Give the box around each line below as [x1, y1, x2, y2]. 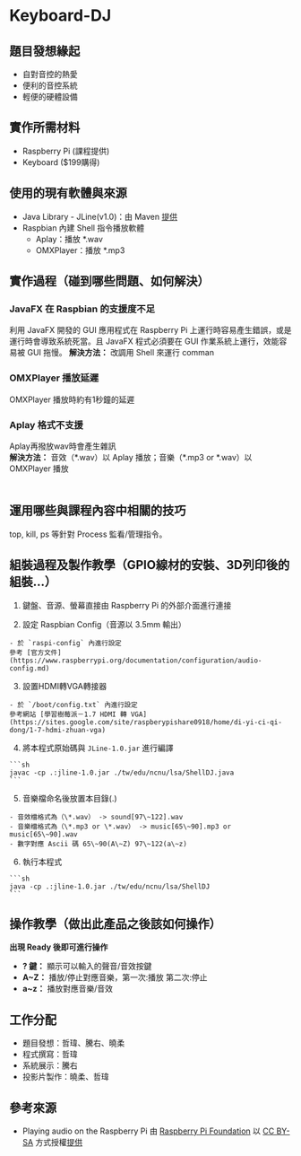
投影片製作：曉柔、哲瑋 [21, 1072, 109, 1082]
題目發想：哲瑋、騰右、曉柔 [21, 1038, 125, 1048]
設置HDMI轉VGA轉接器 [21, 680, 107, 691]
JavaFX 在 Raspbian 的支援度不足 [9, 302, 155, 315]
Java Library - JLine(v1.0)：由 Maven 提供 [21, 211, 177, 222]
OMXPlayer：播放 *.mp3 [35, 244, 125, 256]
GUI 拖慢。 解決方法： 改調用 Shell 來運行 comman [26, 347, 215, 358]
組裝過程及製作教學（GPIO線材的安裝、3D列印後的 [9, 557, 290, 573]
